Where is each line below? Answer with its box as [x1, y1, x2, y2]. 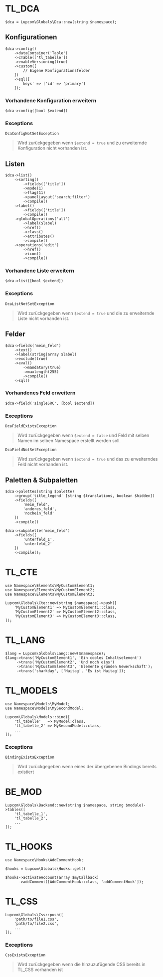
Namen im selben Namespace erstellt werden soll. [17, 438, 121, 444]
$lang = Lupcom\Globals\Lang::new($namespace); [5, 651, 106, 656]
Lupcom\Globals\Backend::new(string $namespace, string [5, 803, 124, 808]
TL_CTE [5, 567, 38, 578]
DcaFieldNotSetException [5, 447, 57, 453]
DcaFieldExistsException [5, 424, 57, 429]
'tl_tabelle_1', [14, 812, 48, 816]
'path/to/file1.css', [14, 917, 59, 922]
